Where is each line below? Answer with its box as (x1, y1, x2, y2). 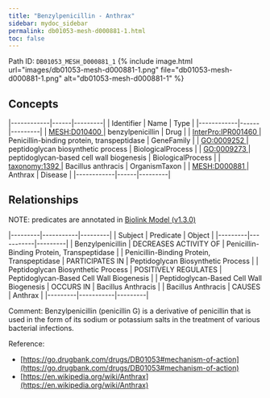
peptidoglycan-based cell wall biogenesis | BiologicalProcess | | (8, 153, 221, 162)
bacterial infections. (8, 323, 74, 333)
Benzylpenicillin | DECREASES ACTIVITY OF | (74, 239, 225, 249)
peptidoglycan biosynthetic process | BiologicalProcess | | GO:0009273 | (8, 145, 251, 154)
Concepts (8, 97, 59, 111)
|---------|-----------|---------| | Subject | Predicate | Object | (8, 230, 214, 240)
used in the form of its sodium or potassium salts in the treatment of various (8, 314, 260, 324)
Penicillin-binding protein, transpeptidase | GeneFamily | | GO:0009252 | (8, 136, 249, 145)
